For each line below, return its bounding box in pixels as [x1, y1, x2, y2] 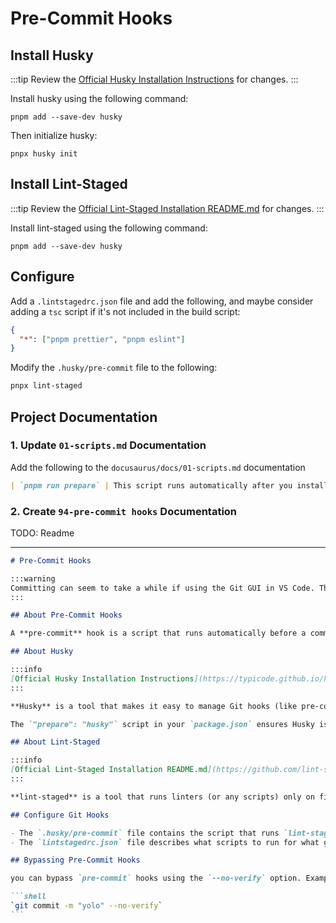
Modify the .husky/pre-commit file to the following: [10, 362, 218, 374]
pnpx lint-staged [10, 381, 83, 391]
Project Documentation [10, 408, 158, 426]
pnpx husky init [10, 149, 78, 159]
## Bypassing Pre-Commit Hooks [10, 855, 141, 866]
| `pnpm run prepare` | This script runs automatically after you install [10, 480, 329, 491]
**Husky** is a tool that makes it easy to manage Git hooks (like [10, 701, 298, 711]
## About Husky [10, 647, 74, 657]
